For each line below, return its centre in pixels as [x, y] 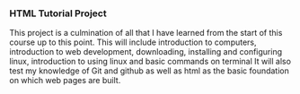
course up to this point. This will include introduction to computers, [133, 42]
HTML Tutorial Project [58, 13]
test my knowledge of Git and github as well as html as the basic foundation [150, 71]
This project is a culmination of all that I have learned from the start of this [146, 33]
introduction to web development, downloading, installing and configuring [146, 52]
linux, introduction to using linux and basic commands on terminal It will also [150, 62]
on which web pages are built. [65, 81]
